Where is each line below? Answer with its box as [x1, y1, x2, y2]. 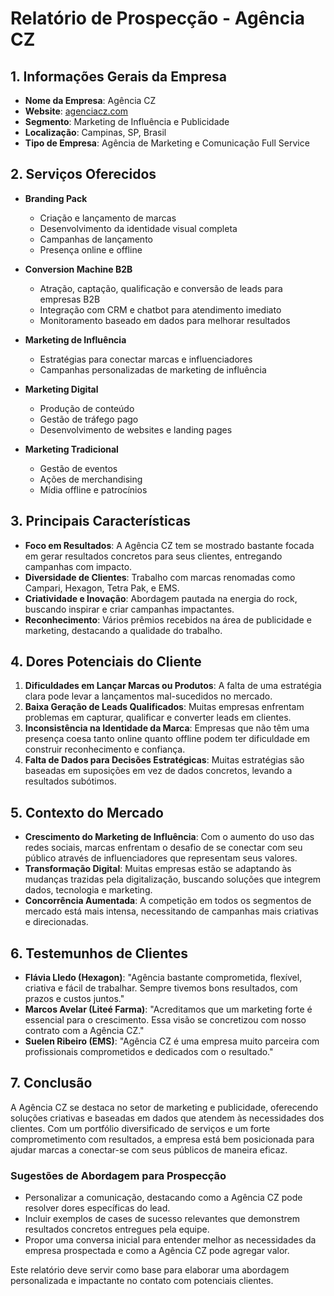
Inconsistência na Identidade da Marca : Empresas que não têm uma [24, 722, 310, 734]
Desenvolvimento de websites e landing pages [39, 423, 233, 436]
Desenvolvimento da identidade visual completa [39, 222, 238, 234]
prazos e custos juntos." [24, 993, 125, 1005]
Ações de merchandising [39, 473, 143, 485]
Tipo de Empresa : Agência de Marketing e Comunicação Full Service [24, 137, 310, 149]
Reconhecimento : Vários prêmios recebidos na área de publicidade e [24, 613, 312, 626]
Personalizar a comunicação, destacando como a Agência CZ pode [24, 1192, 303, 1204]
